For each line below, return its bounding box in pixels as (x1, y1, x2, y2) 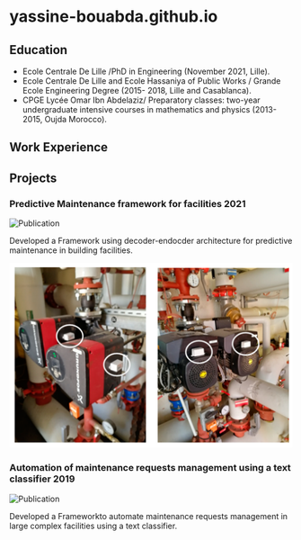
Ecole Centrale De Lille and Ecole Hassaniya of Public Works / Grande (22, 76, 281, 86)
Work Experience (9, 139, 109, 155)
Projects (9, 170, 58, 185)
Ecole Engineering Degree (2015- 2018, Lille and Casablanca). (22, 85, 252, 95)
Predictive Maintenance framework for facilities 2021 (9, 197, 246, 210)
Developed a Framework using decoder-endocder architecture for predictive (9, 236, 293, 247)
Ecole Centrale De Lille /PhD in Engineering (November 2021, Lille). (22, 66, 270, 76)
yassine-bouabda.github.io (9, 6, 218, 27)
